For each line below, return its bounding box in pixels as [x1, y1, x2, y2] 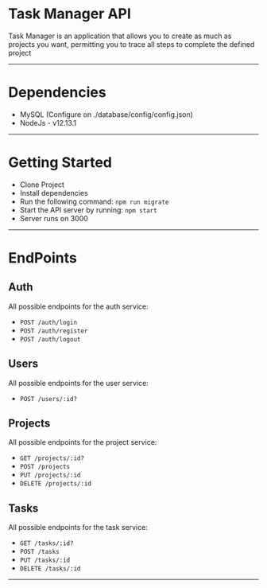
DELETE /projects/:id [19, 480, 91, 488]
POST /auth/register [19, 327, 88, 335]
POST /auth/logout [19, 335, 81, 343]
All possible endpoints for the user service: [8, 378, 149, 387]
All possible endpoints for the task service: [8, 523, 149, 532]
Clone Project [19, 180, 65, 189]
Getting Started [8, 154, 113, 172]
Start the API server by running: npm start [19, 204, 157, 215]
